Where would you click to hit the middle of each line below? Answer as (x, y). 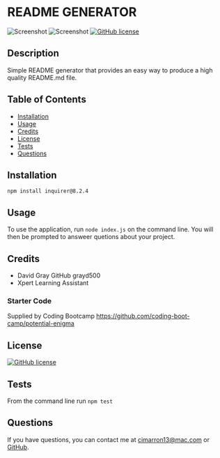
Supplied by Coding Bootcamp (51, 316)
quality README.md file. (42, 77)
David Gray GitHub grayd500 (59, 275)
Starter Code (30, 300)
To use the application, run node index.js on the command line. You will (110, 229)
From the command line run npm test (60, 401)
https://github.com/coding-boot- (143, 316)
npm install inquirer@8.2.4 (48, 191)
